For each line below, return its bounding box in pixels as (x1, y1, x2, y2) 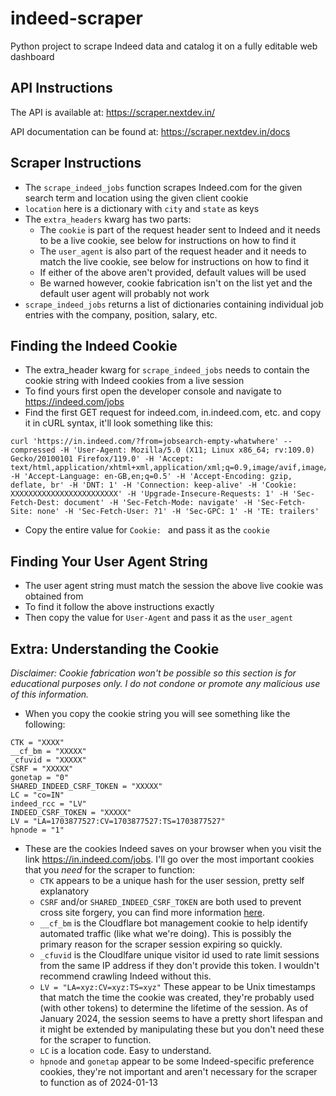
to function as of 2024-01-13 (39, 1077, 158, 1088)
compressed (10, 445, 56, 456)
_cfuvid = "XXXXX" (10, 755, 87, 765)
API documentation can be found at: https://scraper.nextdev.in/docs (10, 125, 291, 137)
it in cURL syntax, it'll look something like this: (24, 417, 214, 429)
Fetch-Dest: (10, 498, 60, 508)
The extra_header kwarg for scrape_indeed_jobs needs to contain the (24, 364, 310, 376)
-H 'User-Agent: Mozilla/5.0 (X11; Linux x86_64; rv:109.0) (59, 445, 315, 456)
